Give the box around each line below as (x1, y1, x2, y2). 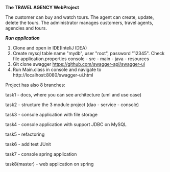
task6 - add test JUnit (5, 141, 51, 147)
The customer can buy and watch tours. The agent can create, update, (5, 14, 154, 20)
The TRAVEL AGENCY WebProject (5, 5, 79, 10)
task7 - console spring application (5, 151, 77, 157)
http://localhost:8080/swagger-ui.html (12, 72, 93, 78)
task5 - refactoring (5, 131, 45, 137)
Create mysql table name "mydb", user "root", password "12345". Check (12, 51, 165, 56)
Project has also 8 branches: (5, 82, 65, 88)
